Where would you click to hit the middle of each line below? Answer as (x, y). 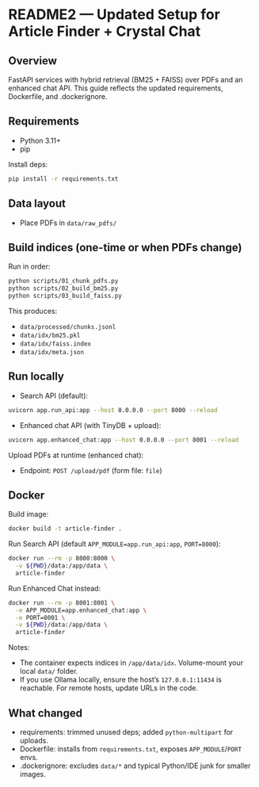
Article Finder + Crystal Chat (105, 31)
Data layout (37, 204)
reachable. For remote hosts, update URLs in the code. (109, 688)
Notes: (19, 648)
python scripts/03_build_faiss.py (65, 296)
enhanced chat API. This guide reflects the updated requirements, (116, 88)
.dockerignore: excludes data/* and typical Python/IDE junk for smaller (135, 766)
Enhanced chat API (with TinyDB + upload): (90, 425)
